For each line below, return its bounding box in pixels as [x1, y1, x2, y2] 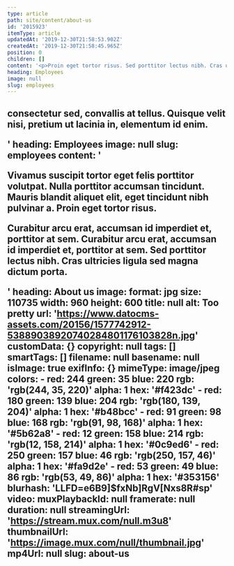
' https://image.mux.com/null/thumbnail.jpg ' [7, 537, 205, 549]
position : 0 [7, 50, 42, 57]
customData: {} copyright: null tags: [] [7, 340, 176, 352]
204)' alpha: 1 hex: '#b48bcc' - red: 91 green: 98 [7, 405, 221, 417]
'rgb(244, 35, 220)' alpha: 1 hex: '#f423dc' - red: [7, 384, 222, 396]
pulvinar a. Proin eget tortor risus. [7, 202, 157, 214]
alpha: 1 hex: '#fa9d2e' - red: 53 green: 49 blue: [7, 460, 219, 472]
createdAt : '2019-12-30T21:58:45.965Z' [7, 43, 123, 50]
